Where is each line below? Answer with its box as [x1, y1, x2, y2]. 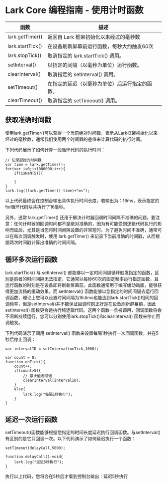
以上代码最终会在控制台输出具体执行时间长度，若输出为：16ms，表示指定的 [5, 198, 160, 204]
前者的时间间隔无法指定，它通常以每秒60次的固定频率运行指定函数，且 [13, 275, 159, 282]
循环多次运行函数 [5, 255, 58, 264]
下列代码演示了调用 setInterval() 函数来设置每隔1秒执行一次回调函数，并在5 [5, 330, 159, 336]
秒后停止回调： [5, 336, 36, 342]
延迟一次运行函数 [5, 415, 58, 424]
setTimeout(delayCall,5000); [5, 446, 66, 451]
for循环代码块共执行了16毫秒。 [5, 204, 68, 210]
